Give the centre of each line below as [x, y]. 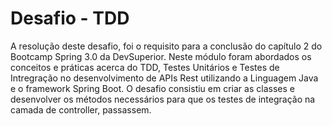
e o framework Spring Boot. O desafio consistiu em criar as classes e [152, 88]
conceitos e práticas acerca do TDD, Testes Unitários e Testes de [145, 67]
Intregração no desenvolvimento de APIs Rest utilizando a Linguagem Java [164, 78]
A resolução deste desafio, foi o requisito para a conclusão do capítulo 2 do [166, 46]
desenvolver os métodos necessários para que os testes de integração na [163, 99]
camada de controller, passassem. [81, 109]
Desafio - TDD [70, 18]
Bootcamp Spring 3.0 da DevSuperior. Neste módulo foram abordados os [161, 56]
